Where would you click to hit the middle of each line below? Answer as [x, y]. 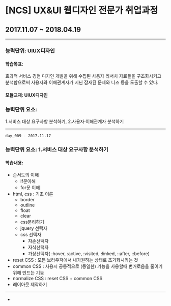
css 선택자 [31, 235]
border [27, 200]
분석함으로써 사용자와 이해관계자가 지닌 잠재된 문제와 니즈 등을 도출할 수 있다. [82, 82]
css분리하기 [32, 222]
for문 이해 [30, 188]
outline [27, 205]
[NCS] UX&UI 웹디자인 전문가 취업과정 [82, 10]
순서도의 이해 [26, 175]
